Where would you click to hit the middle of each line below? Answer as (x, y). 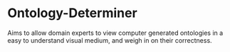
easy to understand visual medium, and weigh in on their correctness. (110, 40)
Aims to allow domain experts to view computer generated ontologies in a (115, 33)
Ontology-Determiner (72, 13)
